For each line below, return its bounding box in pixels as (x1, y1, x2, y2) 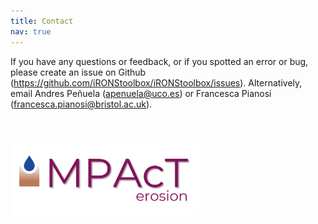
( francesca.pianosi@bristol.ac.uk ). (10, 98, 153, 110)
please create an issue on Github (10, 66, 147, 78)
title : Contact (10, 16, 74, 26)
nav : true (10, 26, 52, 37)
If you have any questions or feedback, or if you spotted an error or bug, (10, 55, 309, 67)
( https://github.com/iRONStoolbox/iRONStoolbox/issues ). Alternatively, (10, 76, 303, 89)
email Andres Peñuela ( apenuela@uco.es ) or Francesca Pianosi (10, 87, 272, 99)
